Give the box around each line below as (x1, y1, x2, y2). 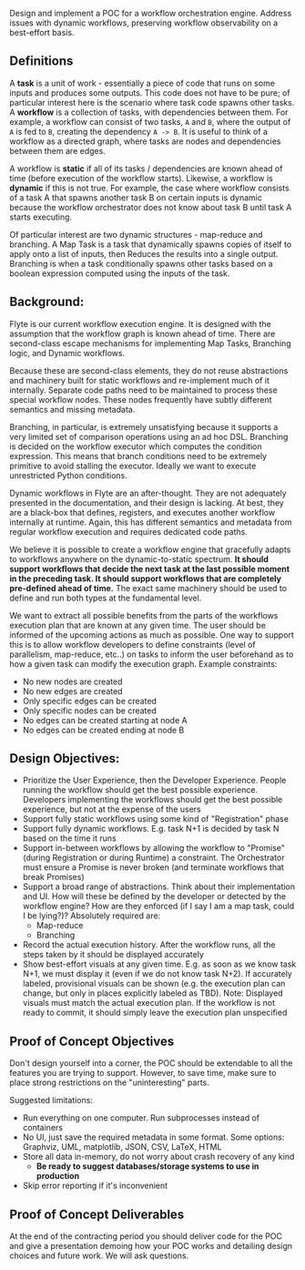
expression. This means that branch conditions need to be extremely (9, 450, 267, 461)
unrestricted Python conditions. (9, 469, 127, 481)
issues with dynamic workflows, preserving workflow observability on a (9, 17, 279, 28)
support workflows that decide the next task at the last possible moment (9, 563, 290, 574)
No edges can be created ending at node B (22, 724, 185, 735)
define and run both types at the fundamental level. (9, 592, 202, 603)
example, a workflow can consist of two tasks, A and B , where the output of (9, 116, 291, 127)
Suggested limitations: (9, 1095, 94, 1106)
